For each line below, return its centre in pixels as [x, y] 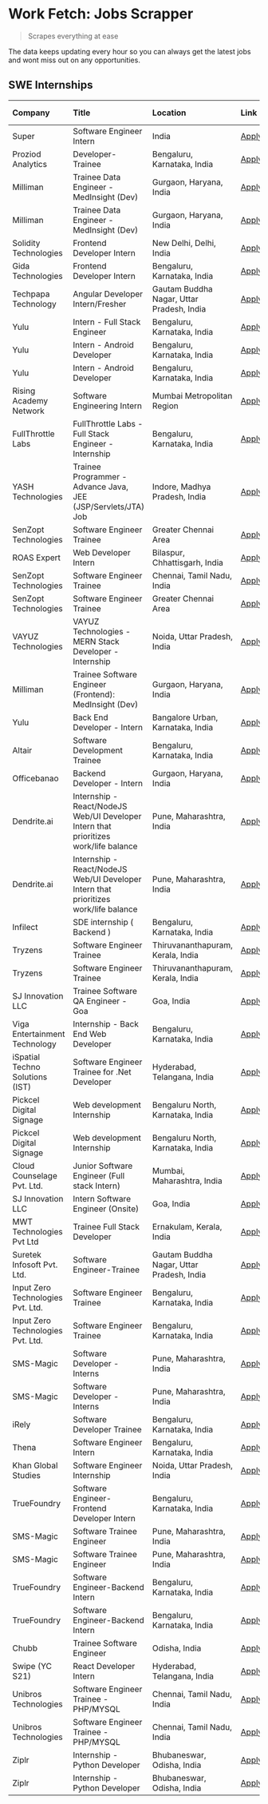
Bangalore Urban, [185, 717]
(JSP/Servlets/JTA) [109, 507]
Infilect [25, 927]
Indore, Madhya [181, 487]
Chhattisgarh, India [187, 562]
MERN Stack [96, 642]
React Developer [104, 1666]
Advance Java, [101, 487]
